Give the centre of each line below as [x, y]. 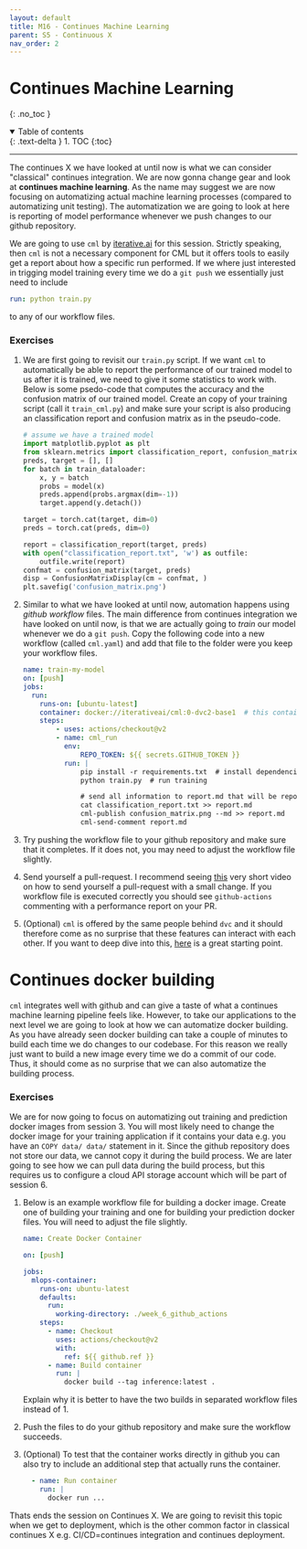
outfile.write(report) [83, 562]
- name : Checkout [80, 1332]
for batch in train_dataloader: [84, 469]
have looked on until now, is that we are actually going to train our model [159, 624]
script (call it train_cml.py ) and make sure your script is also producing [157, 408]
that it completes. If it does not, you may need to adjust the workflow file [159, 849]
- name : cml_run [87, 738]
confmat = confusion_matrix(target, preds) [107, 570]
